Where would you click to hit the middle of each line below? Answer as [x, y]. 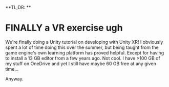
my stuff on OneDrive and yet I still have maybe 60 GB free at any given [81, 64]
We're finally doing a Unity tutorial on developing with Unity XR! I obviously [84, 42]
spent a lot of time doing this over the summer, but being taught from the [82, 47]
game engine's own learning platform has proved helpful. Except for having [85, 52]
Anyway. [14, 79]
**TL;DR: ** [18, 7]
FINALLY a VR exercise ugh [64, 28]
